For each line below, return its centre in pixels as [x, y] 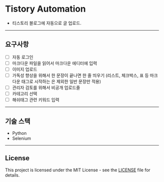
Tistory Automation [46, 9]
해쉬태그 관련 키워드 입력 [36, 100]
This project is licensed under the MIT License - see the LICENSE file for [78, 170]
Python [19, 133]
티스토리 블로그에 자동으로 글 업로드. [47, 23]
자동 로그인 [23, 57]
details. [12, 175]
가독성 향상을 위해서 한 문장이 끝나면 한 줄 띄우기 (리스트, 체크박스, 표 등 [80, 75]
